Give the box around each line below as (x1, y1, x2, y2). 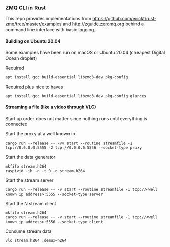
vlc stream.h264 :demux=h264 (5, 238, 67, 243)
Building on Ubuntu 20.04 (5, 38, 61, 44)
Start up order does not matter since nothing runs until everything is (5, 115, 147, 121)
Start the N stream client (5, 200, 57, 206)
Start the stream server (5, 177, 54, 183)
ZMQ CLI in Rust (5, 4, 46, 11)
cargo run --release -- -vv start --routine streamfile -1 (5, 141, 133, 146)
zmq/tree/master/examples (5, 21, 62, 27)
